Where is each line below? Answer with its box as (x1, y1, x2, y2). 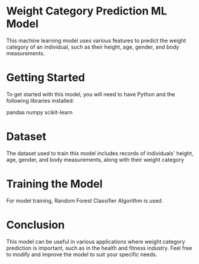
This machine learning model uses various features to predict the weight (6, 37, 186, 44)
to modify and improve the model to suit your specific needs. (6, 251, 158, 258)
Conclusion (6, 218, 65, 232)
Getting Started (6, 71, 86, 85)
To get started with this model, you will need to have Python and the (6, 90, 175, 97)
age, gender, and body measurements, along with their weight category (6, 156, 185, 163)
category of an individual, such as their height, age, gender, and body (6, 43, 180, 51)
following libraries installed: (6, 97, 74, 104)
